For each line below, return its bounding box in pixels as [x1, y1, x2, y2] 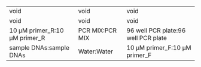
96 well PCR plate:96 [126, 26, 186, 35]
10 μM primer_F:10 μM [126, 44, 191, 51]
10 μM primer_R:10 [9, 26, 64, 35]
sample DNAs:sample [9, 44, 70, 51]
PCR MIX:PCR [78, 26, 117, 35]
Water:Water [78, 47, 114, 56]
